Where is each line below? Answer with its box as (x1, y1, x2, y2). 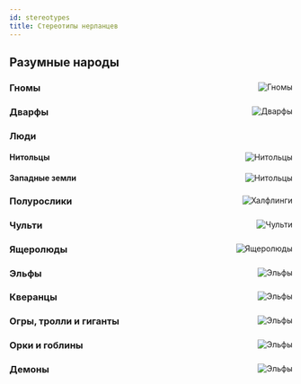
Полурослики (9, 195, 73, 207)
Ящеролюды (9, 243, 68, 256)
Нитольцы (9, 152, 50, 162)
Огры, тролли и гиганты (9, 315, 120, 327)
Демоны (9, 363, 49, 376)
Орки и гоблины (9, 339, 84, 352)
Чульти (9, 219, 43, 231)
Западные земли (9, 172, 76, 183)
